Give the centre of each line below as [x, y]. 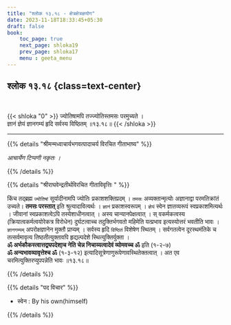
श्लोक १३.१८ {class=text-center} [74, 86]
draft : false [26, 26]
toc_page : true [41, 39]
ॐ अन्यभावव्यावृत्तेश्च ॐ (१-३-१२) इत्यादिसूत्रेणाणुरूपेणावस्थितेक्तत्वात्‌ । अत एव [93, 252]
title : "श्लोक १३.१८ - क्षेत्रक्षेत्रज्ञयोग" [51, 13]
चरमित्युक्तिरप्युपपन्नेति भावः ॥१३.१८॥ [48, 260]
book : [15, 33]
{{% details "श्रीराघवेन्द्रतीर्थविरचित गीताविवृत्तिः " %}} [68, 184]
